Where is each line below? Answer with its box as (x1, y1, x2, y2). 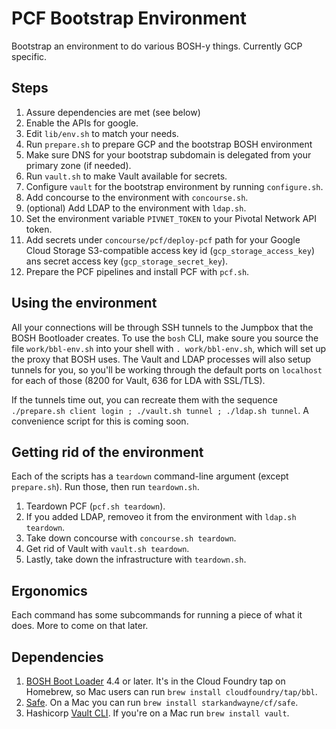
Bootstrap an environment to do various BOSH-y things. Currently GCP (11, 40, 303, 52)
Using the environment (11, 295, 158, 312)
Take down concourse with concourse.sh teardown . (25, 532, 237, 544)
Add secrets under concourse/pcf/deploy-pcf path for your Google (25, 233, 301, 246)
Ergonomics (11, 582, 88, 599)
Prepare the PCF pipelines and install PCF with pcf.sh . (25, 265, 250, 277)
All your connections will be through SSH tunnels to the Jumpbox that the (11, 321, 314, 333)
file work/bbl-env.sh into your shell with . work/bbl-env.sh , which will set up (11, 342, 326, 354)
